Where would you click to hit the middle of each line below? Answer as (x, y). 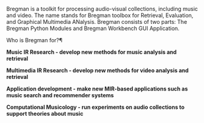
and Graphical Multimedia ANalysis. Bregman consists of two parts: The (97, 22)
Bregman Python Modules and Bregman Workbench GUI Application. (93, 28)
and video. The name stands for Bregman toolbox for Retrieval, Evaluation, (100, 15)
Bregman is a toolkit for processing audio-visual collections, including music (102, 9)
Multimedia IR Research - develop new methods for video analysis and (98, 70)
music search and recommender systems (60, 95)
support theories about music (45, 114)
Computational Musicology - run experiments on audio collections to (96, 107)
